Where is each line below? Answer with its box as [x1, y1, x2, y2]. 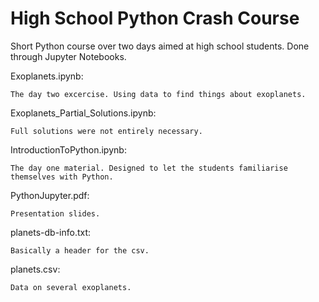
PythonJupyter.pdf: [10, 189, 90, 201]
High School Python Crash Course [10, 7, 300, 30]
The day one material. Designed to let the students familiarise [10, 163, 288, 173]
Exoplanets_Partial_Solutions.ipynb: [10, 107, 157, 119]
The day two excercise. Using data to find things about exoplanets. [10, 89, 307, 99]
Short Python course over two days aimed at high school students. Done [10, 40, 310, 52]
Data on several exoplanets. [10, 282, 132, 292]
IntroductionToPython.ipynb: [10, 143, 127, 156]
